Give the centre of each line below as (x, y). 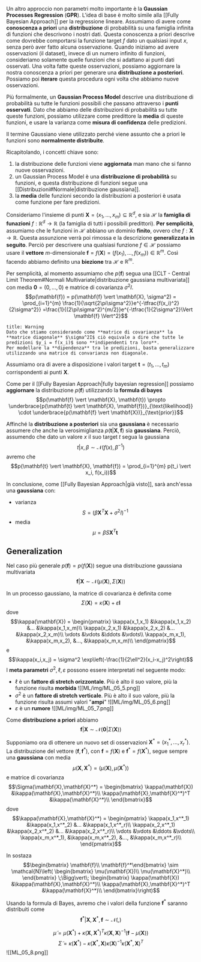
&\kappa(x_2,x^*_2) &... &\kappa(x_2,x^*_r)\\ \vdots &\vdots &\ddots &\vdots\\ (101, 831)
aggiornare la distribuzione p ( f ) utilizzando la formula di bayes (84, 390)
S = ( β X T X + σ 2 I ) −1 (105, 512)
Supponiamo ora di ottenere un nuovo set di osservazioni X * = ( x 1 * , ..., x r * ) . (98, 742)
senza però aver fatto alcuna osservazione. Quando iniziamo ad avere (92, 47)
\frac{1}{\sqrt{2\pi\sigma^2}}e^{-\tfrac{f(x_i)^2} (121, 303)
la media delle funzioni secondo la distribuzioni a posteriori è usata (98, 196)
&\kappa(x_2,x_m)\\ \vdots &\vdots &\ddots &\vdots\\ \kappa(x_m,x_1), (101, 635)
